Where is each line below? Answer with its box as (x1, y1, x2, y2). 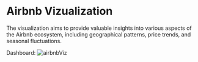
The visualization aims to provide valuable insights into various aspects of (6, 24, 192, 32)
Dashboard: (6, 49, 36, 56)
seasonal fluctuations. (6, 37, 62, 44)
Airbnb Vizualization (6, 4, 113, 18)
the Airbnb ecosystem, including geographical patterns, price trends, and (6, 30, 191, 38)
